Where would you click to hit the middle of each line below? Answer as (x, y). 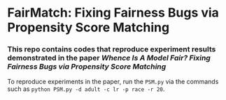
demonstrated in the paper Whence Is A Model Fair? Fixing (109, 58)
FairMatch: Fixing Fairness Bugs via (113, 13)
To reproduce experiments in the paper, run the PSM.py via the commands (113, 82)
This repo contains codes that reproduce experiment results (112, 49)
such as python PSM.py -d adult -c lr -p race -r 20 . (86, 89)
